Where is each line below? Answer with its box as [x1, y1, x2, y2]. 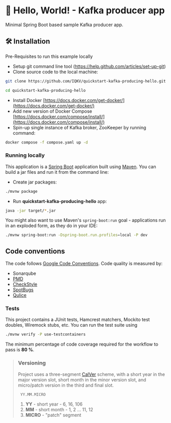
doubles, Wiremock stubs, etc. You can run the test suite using [5, 322, 138, 328]
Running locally [5, 152, 45, 159]
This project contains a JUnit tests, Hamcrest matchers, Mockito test [5, 316, 150, 323]
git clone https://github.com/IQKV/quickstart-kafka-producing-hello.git [5, 78, 166, 84]
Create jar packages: [12, 179, 57, 185]
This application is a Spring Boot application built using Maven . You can [5, 164, 156, 170]
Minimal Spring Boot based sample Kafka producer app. [5, 22, 124, 28]
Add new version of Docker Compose [12, 108, 92, 114]
